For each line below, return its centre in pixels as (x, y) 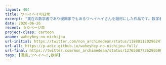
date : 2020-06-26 (23, 23)
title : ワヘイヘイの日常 (28, 14)
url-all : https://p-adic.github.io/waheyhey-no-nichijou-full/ (72, 46)
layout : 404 (17, 10)
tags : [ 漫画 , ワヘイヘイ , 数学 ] (33, 55)
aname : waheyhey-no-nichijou (35, 37)
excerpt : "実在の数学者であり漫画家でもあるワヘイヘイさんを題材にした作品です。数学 (82, 19)
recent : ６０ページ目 (25, 28)
